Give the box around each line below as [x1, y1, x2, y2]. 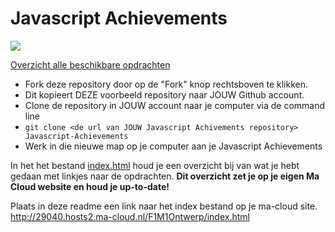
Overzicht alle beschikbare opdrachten [10, 58, 171, 71]
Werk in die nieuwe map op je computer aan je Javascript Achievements [24, 140, 323, 152]
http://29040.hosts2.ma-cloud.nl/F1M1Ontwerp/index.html [10, 210, 250, 222]
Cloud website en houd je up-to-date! [10, 180, 170, 192]
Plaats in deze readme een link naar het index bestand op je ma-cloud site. [10, 200, 318, 212]
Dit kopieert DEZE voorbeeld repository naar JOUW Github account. [24, 88, 305, 101]
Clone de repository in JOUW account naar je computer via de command [24, 99, 326, 111]
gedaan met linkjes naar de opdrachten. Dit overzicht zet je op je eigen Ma [10, 170, 320, 182]
